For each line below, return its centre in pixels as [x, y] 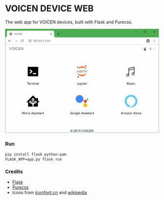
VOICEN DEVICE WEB [49, 9]
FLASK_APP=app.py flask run [34, 160]
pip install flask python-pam [36, 155]
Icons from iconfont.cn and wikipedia [49, 193]
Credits [14, 171]
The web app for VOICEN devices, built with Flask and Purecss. [69, 22]
